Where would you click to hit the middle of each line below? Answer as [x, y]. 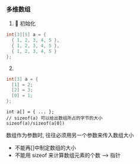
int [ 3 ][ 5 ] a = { [26, 35]
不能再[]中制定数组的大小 [45, 148]
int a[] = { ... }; [30, 112]
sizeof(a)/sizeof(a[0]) [36, 124]
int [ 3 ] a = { [22, 79]
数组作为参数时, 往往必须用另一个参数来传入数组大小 [70, 135]
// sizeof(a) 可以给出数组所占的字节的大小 [54, 118]
